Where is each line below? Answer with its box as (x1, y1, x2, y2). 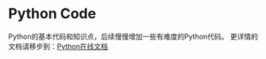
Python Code (8, 5, 97, 23)
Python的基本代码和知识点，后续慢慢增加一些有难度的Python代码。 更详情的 (8, 31, 259, 41)
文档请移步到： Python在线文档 (8, 41, 109, 51)
